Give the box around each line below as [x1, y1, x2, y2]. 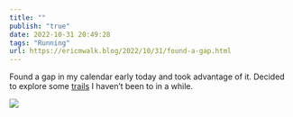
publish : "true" [9, 22, 70, 31]
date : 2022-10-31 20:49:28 [9, 30, 111, 39]
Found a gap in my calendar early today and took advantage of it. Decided [9, 71, 286, 82]
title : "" [9, 13, 47, 22]
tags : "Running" [9, 38, 70, 48]
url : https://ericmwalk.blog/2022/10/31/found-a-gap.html [9, 47, 232, 56]
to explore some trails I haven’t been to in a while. [9, 81, 194, 92]
